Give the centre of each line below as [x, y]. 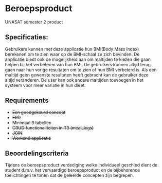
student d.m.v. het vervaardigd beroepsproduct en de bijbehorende [72, 170]
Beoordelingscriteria [37, 153]
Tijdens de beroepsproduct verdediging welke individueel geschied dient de [81, 165]
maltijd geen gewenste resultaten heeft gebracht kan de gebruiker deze [77, 75]
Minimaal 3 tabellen [32, 123]
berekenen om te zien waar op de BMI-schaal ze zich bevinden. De [72, 54]
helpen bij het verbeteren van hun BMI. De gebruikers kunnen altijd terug [78, 64]
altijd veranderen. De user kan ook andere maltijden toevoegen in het [74, 80]
